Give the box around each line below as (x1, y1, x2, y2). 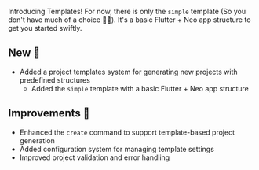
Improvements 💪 (8, 106, 90, 120)
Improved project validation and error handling (19, 153, 170, 162)
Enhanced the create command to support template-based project (19, 128, 235, 137)
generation (19, 135, 55, 145)
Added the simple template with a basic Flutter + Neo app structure (31, 83, 249, 93)
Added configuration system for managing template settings (19, 144, 214, 153)
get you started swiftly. (8, 24, 82, 32)
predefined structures (19, 75, 90, 85)
